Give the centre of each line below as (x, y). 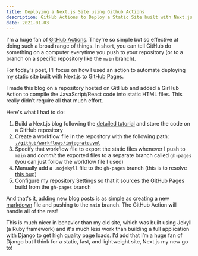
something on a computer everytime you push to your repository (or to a (95, 52)
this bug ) (26, 174)
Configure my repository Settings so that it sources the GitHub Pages (100, 181)
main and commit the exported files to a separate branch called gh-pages (103, 155)
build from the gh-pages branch (53, 187)
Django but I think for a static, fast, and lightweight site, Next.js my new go (97, 242)
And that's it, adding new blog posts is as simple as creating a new (88, 199)
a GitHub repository (39, 130)
